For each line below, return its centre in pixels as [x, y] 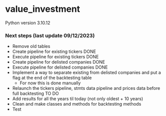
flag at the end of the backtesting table [52, 78]
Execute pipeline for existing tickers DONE [55, 57]
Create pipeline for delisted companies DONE [59, 62]
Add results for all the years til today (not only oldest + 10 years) [78, 99]
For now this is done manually [50, 83]
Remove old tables [31, 46]
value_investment [43, 9]
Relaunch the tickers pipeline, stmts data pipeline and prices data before [86, 88]
